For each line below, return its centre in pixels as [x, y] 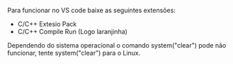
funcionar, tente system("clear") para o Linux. [74, 53]
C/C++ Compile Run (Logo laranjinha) [72, 32]
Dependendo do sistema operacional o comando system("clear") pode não [117, 45]
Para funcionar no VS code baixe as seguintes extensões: [91, 10]
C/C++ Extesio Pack [47, 24]
